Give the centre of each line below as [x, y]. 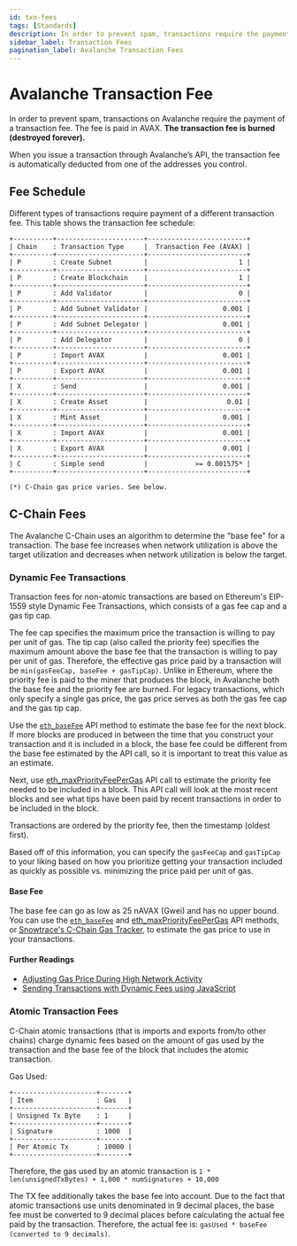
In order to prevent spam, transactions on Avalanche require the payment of [147, 119]
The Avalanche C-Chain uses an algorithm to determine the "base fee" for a [147, 535]
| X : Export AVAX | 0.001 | [130, 448]
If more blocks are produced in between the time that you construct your [141, 734]
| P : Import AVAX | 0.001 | [130, 355]
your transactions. [42, 939]
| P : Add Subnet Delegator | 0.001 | [130, 324]
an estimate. [32, 762]
